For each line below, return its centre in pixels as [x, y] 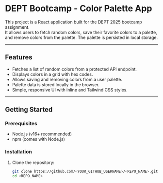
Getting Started [29, 110]
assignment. [17, 27]
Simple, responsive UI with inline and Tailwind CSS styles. [70, 90]
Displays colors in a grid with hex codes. [52, 74]
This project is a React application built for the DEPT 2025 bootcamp [73, 22]
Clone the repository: [33, 162]
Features [19, 57]
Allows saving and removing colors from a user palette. [67, 79]
